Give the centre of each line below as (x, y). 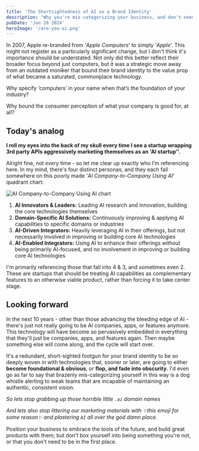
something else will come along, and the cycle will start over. (80, 344)
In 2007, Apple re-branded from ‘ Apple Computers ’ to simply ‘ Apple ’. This (96, 45)
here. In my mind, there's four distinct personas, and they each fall (87, 169)
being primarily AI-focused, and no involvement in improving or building (102, 250)
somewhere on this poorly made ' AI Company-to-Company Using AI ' (90, 176)
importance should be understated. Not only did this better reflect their (93, 58)
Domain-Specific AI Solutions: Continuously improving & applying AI (99, 218)
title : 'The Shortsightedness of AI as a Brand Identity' (79, 12)
